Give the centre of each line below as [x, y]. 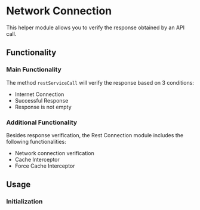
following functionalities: [36, 141]
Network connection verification [54, 153]
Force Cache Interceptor [45, 166]
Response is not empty [43, 107]
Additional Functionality [42, 122]
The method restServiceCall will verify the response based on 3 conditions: [100, 82]
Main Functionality [34, 70]
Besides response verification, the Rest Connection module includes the [95, 135]
